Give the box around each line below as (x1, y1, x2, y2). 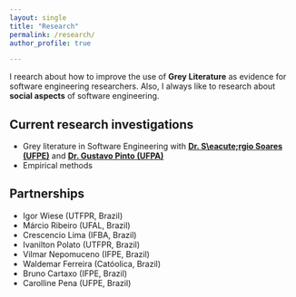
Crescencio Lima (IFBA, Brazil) (22, 229, 137, 240)
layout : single (9, 13, 67, 23)
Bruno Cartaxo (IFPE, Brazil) (22, 268, 128, 279)
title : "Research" (9, 22, 79, 31)
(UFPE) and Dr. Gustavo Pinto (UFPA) (22, 150, 164, 161)
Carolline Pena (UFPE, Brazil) (22, 277, 132, 288)
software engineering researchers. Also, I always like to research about (9, 81, 275, 91)
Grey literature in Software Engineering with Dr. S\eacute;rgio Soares (22, 141, 283, 152)
